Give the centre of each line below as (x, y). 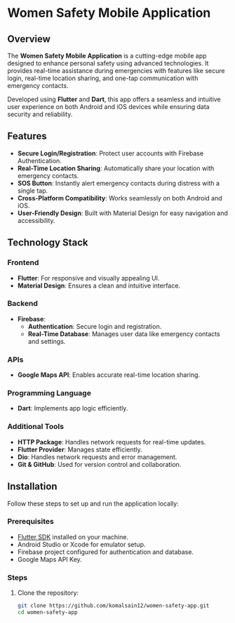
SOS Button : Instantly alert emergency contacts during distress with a (118, 183)
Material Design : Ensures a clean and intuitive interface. (99, 285)
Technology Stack (48, 243)
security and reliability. (40, 114)
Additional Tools (36, 427)
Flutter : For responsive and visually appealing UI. (88, 278)
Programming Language (49, 393)
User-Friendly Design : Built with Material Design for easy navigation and (122, 213)
